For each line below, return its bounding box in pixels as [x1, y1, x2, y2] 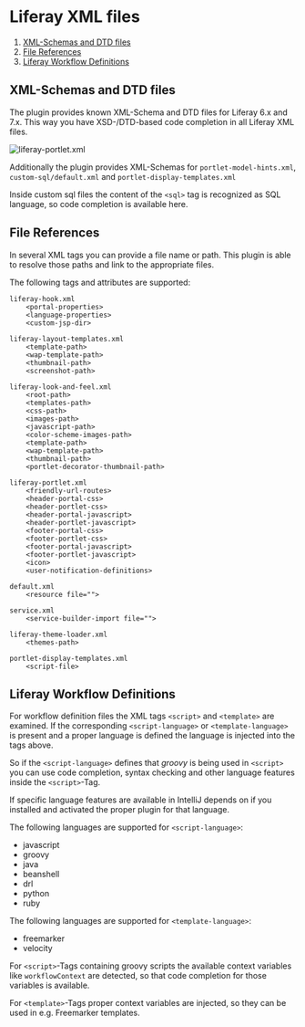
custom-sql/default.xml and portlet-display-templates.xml [9, 171, 237, 182]
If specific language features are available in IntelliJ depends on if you [9, 794, 272, 805]
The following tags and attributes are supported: [9, 277, 191, 288]
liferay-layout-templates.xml [9, 334, 125, 343]
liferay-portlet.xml [9, 477, 88, 487]
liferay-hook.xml [9, 294, 76, 303]
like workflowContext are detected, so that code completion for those [9, 970, 267, 981]
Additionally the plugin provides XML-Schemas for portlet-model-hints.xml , [9, 162, 297, 173]
